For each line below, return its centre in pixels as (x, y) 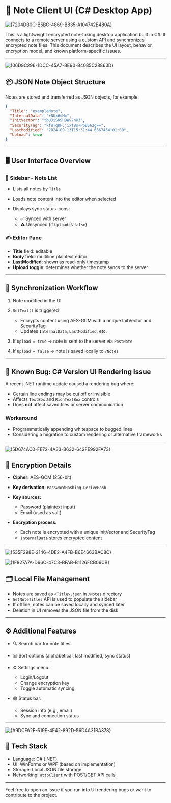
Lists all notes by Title (37, 189)
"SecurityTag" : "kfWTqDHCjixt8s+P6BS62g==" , (58, 125)
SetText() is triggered (36, 310)
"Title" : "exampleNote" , (36, 111)
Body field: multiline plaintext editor (50, 256)
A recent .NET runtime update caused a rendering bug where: (70, 384)
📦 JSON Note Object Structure (55, 82)
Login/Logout (34, 677)
